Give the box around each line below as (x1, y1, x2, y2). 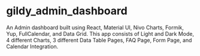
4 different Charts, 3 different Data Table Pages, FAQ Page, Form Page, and (6, 36, 192, 43)
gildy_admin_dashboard (6, 4, 128, 18)
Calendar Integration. (6, 43, 59, 50)
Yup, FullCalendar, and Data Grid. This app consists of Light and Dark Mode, (6, 30, 195, 37)
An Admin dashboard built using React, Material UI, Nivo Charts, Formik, (6, 24, 184, 31)
